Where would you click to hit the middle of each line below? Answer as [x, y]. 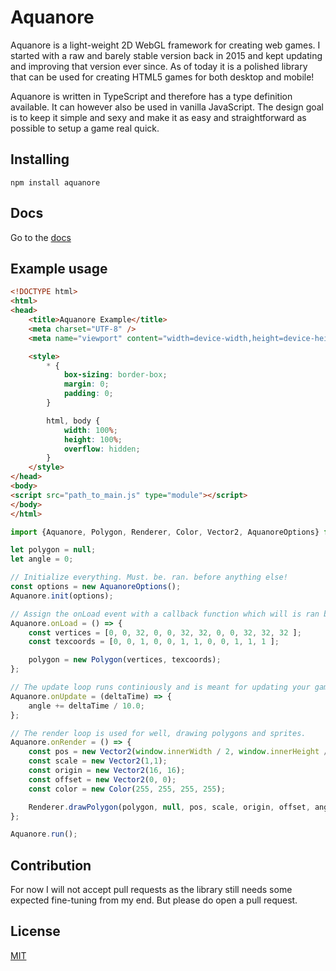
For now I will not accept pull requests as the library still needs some [151, 890]
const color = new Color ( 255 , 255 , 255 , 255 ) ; [127, 789]
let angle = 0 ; [42, 559]
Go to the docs [41, 237]
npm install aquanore [55, 182]
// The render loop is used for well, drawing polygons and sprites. [158, 733]
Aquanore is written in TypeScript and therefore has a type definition [151, 96]
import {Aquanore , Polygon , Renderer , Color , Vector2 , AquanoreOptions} [165, 532]
